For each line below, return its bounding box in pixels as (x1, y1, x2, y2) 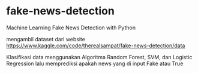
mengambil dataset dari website (6, 35, 86, 42)
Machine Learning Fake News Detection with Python (6, 24, 136, 31)
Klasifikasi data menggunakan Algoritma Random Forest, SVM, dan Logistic (6, 53, 193, 60)
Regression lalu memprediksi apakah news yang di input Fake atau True (6, 60, 184, 67)
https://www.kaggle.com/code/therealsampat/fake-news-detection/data (6, 42, 185, 49)
